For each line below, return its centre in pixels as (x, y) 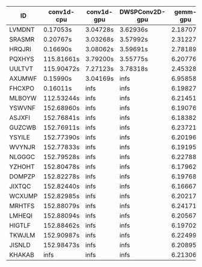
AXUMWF (23, 79)
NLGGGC (22, 157)
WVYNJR (23, 147)
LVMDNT (22, 30)
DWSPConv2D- (142, 12)
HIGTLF (20, 225)
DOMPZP (22, 176)
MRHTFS (22, 206)
